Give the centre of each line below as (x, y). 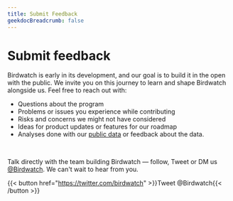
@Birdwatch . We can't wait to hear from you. (73, 169)
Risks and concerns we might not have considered (92, 119)
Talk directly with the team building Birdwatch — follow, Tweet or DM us (113, 162)
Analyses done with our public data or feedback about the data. (111, 134)
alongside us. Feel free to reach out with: (67, 90)
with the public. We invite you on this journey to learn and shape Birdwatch (117, 83)
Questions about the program (61, 104)
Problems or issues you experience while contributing (96, 112)
